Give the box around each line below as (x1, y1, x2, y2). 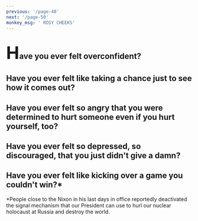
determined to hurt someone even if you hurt (6, 112, 175, 122)
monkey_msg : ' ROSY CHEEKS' (6, 19, 76, 25)
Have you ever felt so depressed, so (6, 141, 141, 151)
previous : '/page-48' (6, 8, 60, 15)
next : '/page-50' (6, 14, 49, 20)
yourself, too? (6, 121, 59, 131)
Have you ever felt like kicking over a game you (6, 171, 183, 181)
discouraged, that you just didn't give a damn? (6, 150, 181, 160)
